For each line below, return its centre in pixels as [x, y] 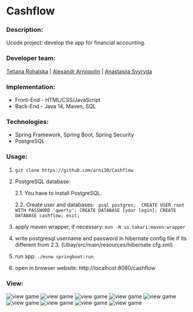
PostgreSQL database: [43, 181]
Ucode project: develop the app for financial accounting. [76, 43]
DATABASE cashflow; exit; [47, 216]
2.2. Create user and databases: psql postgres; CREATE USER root [99, 204]
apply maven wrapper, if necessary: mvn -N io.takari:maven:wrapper [100, 226]
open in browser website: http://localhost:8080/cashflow [85, 268]
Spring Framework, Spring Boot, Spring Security [74, 135]
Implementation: [31, 87]
